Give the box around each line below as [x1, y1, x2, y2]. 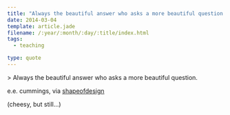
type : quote [7, 54, 41, 62]
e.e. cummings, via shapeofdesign [7, 87, 105, 95]
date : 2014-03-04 [7, 17, 57, 23]
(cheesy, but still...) [7, 100, 61, 108]
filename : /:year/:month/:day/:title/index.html [7, 29, 149, 36]
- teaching [13, 42, 45, 49]
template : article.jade [7, 23, 76, 30]
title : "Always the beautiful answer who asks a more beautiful [7, 10, 196, 17]
